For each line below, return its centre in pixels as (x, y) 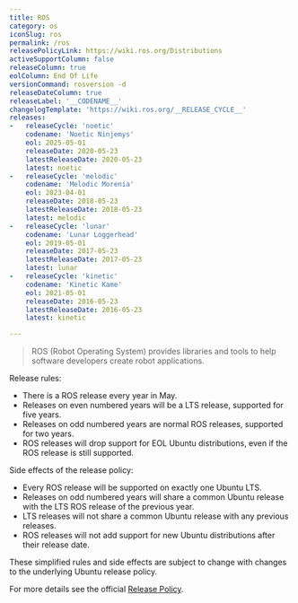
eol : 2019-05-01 (56, 243)
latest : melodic (56, 218)
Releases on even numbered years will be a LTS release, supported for (153, 406)
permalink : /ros (39, 43)
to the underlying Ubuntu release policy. (83, 572)
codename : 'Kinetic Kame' (74, 284)
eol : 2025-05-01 (56, 143)
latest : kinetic (56, 318)
